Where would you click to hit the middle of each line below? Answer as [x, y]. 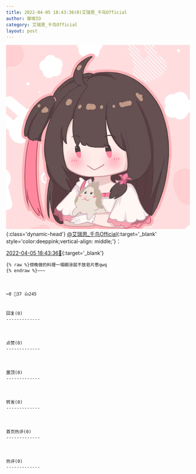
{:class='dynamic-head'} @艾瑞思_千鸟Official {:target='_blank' [81, 234]
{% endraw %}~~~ [26, 271]
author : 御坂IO [24, 18]
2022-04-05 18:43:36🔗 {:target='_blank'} [55, 253]
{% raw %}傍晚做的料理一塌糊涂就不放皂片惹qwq [57, 265]
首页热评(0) [19, 432]
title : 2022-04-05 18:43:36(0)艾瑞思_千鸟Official [66, 12]
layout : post [22, 31]
